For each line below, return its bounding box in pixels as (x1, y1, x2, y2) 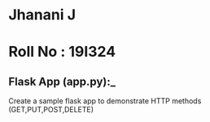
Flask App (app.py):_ (8, 74, 116, 88)
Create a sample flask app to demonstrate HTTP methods (8, 96, 202, 106)
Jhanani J (8, 6, 76, 24)
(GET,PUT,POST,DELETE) (8, 105, 94, 115)
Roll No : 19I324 (8, 43, 116, 61)
